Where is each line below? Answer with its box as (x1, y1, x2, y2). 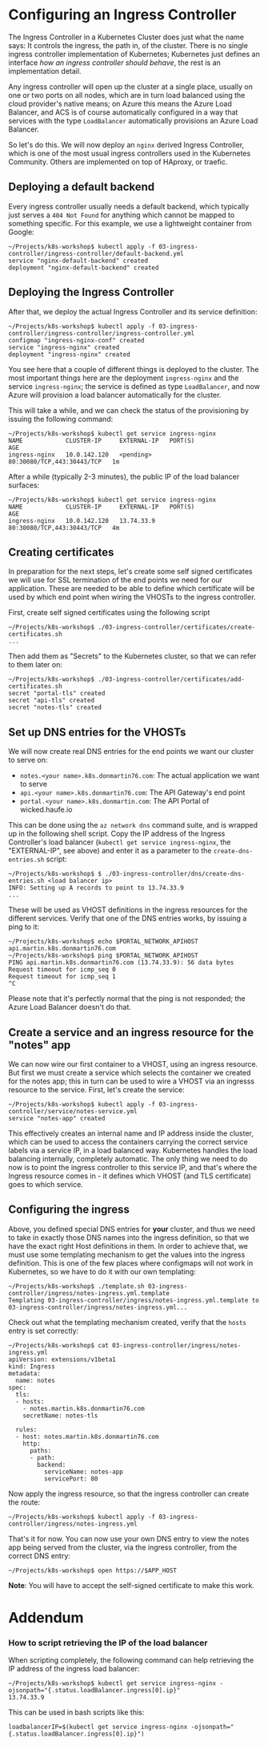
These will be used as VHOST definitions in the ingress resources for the (8, 905, 248, 915)
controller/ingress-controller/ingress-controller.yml (8, 329, 195, 338)
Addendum (8, 1609, 84, 1626)
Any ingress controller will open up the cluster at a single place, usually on (8, 82, 254, 91)
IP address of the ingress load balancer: (8, 1664, 140, 1674)
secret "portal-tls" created (8, 690, 106, 698)
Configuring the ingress (8, 1203, 130, 1217)
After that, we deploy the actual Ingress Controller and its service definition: (8, 306, 258, 316)
